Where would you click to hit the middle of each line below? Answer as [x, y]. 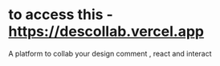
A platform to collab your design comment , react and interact [110, 53]
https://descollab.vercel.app [106, 31]
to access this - [61, 15]
